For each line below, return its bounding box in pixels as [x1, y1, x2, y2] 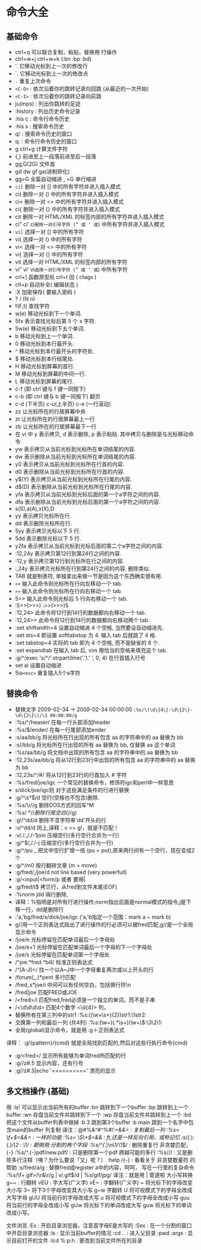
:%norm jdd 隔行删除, [14, 890, 68, 898]
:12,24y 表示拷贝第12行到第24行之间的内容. [14, 550, 122, 557]
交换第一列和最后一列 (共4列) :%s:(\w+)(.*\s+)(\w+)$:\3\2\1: [14, 1019, 163, 1026]
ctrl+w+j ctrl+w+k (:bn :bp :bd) [14, 55, 92, 62]
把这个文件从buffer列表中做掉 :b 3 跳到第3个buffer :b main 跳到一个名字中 [6, 1119, 189, 1126]
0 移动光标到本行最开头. [14, 340, 74, 347]
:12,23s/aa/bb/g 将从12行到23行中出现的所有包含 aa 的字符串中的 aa [14, 756, 184, 763]
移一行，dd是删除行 [14, 905, 64, 913]
